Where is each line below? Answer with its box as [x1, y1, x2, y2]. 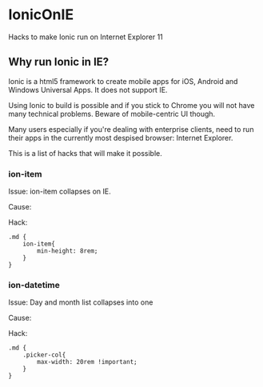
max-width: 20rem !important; [37, 358, 137, 366]
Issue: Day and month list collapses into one [8, 297, 153, 307]
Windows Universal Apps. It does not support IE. [8, 85, 168, 94]
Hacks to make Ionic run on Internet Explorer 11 [8, 32, 164, 42]
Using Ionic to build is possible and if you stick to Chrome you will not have [8, 100, 255, 110]
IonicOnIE [8, 6, 74, 24]
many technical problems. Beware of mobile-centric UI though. [8, 109, 216, 118]
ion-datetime [8, 279, 60, 290]
